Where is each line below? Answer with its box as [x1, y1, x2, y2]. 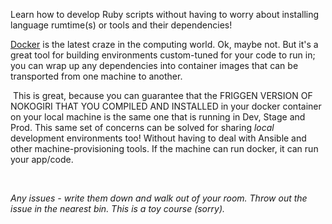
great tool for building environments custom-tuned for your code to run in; [10, 49, 316, 61]
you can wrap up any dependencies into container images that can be [10, 60, 299, 71]
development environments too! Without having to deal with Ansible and [10, 132, 307, 144]
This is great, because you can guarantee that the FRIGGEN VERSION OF [12, 90, 313, 101]
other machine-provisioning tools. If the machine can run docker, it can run [10, 143, 319, 154]
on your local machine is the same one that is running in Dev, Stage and [10, 111, 306, 123]
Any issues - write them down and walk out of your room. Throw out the [10, 192, 308, 204]
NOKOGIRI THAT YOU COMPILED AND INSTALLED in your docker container [10, 100, 322, 112]
